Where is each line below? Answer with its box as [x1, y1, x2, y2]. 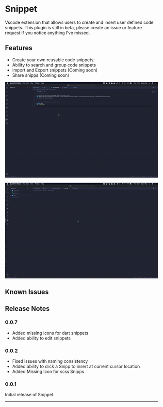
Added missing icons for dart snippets [12, 330, 89, 336]
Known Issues [5, 288, 49, 296]
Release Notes [5, 305, 50, 313]
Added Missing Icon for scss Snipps [12, 369, 84, 374]
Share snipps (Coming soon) [12, 72, 69, 78]
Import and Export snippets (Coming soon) [12, 67, 98, 73]
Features [5, 44, 33, 52]
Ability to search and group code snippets [12, 62, 96, 68]
